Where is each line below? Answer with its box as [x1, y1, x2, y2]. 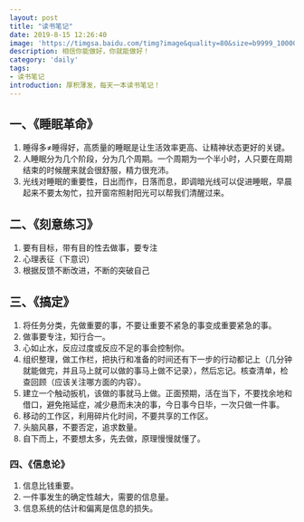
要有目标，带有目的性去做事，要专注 [22, 242, 158, 254]
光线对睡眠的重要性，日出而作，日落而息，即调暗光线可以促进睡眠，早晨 [22, 176, 292, 187]
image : [9, 38, 34, 48]
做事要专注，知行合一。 [22, 332, 110, 343]
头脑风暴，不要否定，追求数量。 [22, 422, 142, 433]
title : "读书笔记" [9, 22, 74, 31]
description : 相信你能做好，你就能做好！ [9, 47, 150, 56]
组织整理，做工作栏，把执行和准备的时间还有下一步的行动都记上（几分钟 [22, 354, 292, 365]
